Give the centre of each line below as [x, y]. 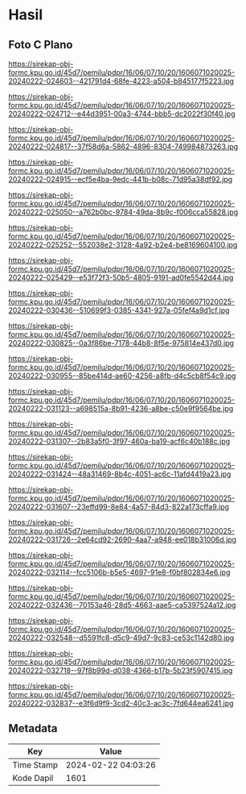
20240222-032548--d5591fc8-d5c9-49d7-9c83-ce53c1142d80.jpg [121, 638]
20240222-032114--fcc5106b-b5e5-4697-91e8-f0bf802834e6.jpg [119, 572]
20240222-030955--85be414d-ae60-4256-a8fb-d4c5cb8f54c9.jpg [122, 376]
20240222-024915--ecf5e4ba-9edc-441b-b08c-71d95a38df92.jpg [121, 179]
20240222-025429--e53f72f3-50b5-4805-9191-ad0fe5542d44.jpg [121, 277]
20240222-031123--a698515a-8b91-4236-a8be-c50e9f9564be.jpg [121, 408]
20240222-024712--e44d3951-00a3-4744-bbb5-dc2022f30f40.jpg [122, 114]
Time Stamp [35, 765]
